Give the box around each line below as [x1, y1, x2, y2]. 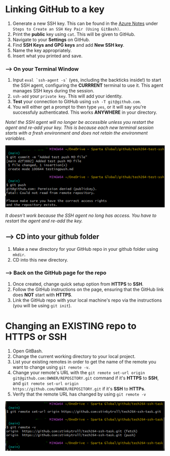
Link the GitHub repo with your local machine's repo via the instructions [12, 297, 162, 303]
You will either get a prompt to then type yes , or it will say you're [12, 104, 147, 110]
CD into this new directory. [12, 256, 68, 263]
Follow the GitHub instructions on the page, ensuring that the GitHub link [12, 286, 164, 292]
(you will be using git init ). [12, 302, 72, 308]
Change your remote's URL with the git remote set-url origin [12, 369, 145, 375]
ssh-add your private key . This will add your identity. [12, 93, 123, 100]
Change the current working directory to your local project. [12, 353, 136, 359]
